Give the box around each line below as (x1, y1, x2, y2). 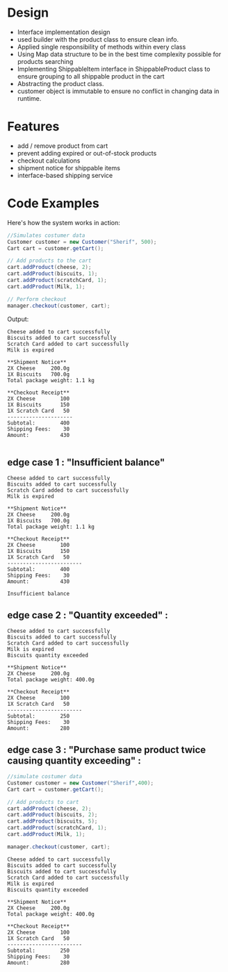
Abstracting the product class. (17, 79, 104, 88)
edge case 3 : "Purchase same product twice (7, 743, 206, 755)
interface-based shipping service (17, 171, 113, 179)
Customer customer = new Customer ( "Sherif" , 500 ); (7, 238, 157, 245)
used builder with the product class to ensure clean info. (17, 35, 179, 43)
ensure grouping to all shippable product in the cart (17, 72, 165, 81)
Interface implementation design (17, 28, 111, 36)
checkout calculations (17, 156, 81, 165)
